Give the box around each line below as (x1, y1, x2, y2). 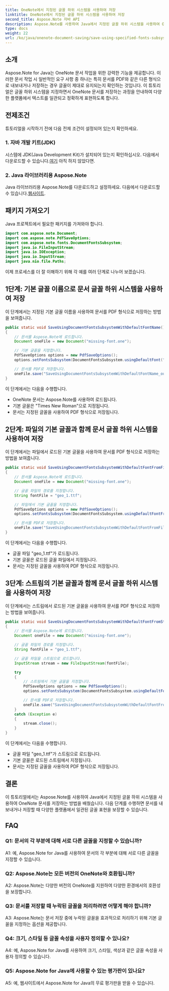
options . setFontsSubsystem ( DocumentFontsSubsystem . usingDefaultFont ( (14, 358, 163, 363)
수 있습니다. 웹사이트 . (5, 190, 46, 196)
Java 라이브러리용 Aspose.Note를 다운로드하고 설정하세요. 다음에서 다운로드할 (5, 184, 160, 190)
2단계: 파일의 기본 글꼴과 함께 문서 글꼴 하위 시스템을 (5, 425, 158, 434)
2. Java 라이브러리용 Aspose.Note (5, 172, 87, 179)
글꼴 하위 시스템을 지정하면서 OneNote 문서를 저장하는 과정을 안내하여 (14, 89, 152, 95)
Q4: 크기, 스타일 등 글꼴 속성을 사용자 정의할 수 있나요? (5, 935, 130, 942)
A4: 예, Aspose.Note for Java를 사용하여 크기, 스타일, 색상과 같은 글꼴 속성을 (5, 947, 157, 953)
